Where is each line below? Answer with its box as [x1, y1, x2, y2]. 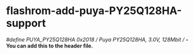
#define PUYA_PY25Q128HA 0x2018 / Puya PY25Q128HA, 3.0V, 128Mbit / [6, 36, 185, 43]
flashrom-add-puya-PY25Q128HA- [6, 4, 182, 18]
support [6, 16, 46, 30]
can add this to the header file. [16, 42, 93, 49]
